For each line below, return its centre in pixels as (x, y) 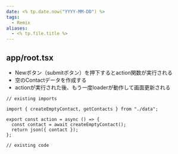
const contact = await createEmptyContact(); (69, 124)
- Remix (21, 23)
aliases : (17, 28)
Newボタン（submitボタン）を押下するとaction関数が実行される (93, 72)
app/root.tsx (30, 58)
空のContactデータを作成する (51, 80)
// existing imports (32, 98)
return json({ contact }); (45, 130)
